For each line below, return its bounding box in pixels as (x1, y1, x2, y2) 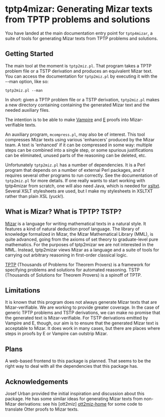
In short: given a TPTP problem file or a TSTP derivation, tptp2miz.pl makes (5, 96, 160, 102)
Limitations (5, 286, 40, 294)
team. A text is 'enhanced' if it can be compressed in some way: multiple (5, 142, 153, 148)
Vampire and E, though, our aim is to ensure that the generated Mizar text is (5, 320, 159, 326)
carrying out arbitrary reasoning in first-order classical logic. (5, 252, 128, 258)
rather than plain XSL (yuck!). (5, 193, 65, 199)
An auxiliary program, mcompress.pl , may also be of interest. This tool (5, 131, 145, 137)
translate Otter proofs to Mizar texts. (5, 406, 79, 412)
